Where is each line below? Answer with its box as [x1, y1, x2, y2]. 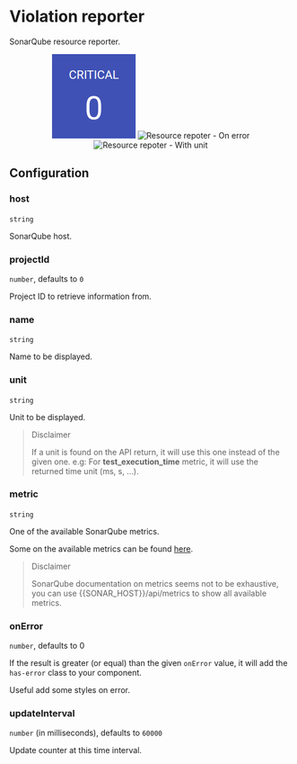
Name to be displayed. [9, 351, 92, 362]
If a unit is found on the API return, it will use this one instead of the [31, 446, 280, 457]
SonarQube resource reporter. [9, 36, 121, 47]
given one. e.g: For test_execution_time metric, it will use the [31, 456, 258, 467]
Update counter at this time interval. [9, 745, 142, 756]
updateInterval [9, 707, 75, 720]
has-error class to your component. [9, 668, 142, 679]
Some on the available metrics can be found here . [9, 543, 194, 554]
